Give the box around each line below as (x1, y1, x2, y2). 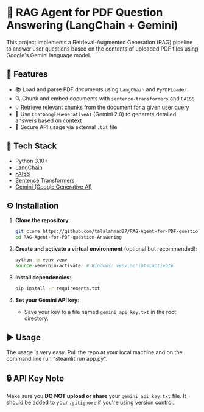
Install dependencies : (15, 273, 71, 281)
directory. (24, 315, 49, 322)
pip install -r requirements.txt (15, 285, 100, 292)
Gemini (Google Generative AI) (15, 183, 93, 190)
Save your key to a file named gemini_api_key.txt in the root (24, 308, 177, 315)
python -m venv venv (15, 257, 68, 264)
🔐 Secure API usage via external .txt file (15, 123, 118, 130)
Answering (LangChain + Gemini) (6, 18, 178, 32)
